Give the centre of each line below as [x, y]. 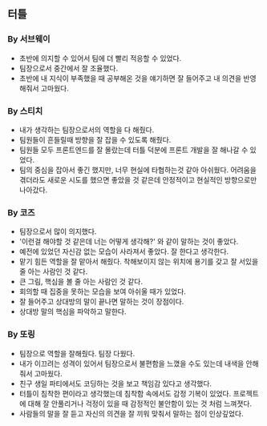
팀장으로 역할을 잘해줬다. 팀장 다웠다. [77, 353]
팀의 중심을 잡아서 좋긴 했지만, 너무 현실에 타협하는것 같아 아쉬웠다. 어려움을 [138, 170]
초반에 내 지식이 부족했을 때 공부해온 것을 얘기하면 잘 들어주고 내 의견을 [130, 78]
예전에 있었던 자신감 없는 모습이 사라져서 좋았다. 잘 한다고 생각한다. [124, 251]
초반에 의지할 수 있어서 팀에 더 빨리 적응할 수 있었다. [100, 58]
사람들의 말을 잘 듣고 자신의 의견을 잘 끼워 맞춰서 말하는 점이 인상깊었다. [131, 413]
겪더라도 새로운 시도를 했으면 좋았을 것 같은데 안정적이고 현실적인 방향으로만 [138, 179]
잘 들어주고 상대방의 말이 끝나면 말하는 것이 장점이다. [101, 302]
